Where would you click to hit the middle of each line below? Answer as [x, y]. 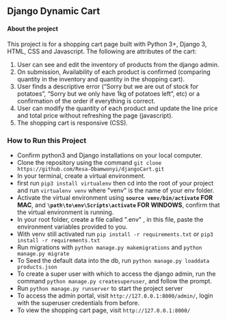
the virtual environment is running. [65, 212]
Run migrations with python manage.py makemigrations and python [109, 247]
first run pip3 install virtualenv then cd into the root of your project [115, 183]
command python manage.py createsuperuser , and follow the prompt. [114, 281]
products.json [37, 267]
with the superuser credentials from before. [78, 303]
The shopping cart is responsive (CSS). [72, 123]
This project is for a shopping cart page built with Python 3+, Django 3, [107, 44]
